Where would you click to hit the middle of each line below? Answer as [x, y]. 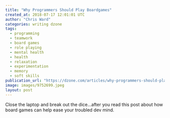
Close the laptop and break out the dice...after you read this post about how [84, 104]
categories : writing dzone [34, 24]
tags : [11, 29]
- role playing [26, 48]
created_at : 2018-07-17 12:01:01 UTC [45, 15]
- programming [25, 33]
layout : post [19, 90]
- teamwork [21, 38]
